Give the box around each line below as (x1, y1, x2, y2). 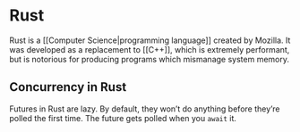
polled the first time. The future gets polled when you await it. (9, 112, 237, 123)
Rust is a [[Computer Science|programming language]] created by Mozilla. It (9, 35, 291, 45)
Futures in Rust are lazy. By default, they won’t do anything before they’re (9, 103, 280, 114)
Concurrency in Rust (9, 79, 127, 95)
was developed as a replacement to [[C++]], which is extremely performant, (9, 44, 290, 54)
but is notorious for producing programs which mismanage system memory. (9, 54, 289, 64)
